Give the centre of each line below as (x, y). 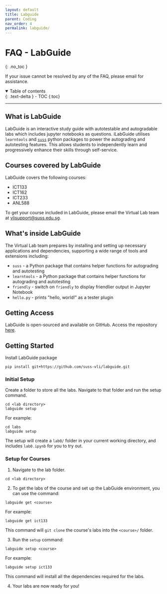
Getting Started (30, 346)
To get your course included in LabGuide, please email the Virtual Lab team (82, 212)
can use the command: (36, 493)
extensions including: (27, 256)
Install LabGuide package (31, 358)
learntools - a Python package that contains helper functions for (79, 276)
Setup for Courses (28, 459)
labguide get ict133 (27, 521)
